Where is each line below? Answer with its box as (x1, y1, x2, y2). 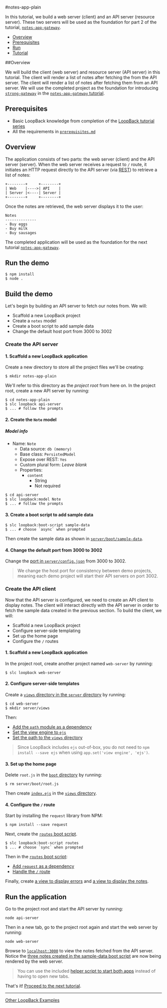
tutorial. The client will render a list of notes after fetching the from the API (5, 75, 157, 80)
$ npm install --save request (5, 823, 68, 827)
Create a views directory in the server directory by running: (5, 692, 126, 698)
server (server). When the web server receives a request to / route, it (5, 161, 147, 167)
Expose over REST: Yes (19, 456, 67, 462)
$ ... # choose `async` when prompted (5, 527, 85, 532)
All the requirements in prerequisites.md (12, 128, 96, 134)
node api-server (5, 916, 39, 920)
